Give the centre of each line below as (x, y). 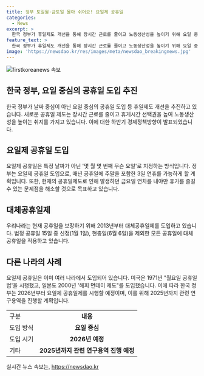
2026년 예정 (87, 339)
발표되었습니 (178, 122)
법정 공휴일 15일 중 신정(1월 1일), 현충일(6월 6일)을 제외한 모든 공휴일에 (98, 233)
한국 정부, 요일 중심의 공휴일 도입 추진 (72, 91)
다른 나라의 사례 (34, 262)
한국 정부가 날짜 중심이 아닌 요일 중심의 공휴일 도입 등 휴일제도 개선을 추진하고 (99, 106)
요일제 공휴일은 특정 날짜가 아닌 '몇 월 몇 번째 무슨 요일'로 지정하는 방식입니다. (98, 166)
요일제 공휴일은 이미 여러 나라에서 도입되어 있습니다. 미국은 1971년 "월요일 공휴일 (102, 278)
